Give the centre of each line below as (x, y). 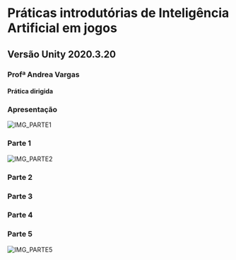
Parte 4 (20, 215)
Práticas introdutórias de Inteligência (118, 13)
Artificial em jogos (63, 28)
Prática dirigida (30, 91)
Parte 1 (19, 143)
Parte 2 (20, 177)
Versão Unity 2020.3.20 (62, 54)
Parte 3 (20, 196)
